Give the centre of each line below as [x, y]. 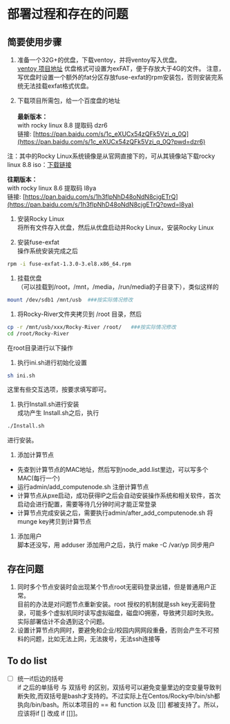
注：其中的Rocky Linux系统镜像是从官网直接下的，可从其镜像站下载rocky [111, 156]
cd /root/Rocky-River [38, 333]
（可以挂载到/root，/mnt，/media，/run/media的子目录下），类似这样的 [118, 286]
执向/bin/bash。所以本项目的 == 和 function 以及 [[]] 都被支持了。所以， [119, 705]
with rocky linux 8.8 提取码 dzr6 [63, 125]
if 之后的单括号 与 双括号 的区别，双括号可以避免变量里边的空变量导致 [116, 687]
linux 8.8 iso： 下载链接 [39, 165]
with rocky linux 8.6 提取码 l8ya [52, 188]
